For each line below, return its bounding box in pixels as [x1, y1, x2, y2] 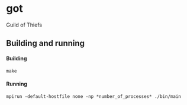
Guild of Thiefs [6, 21, 43, 28]
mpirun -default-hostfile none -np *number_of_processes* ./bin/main [6, 93, 182, 99]
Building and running [6, 38, 85, 48]
